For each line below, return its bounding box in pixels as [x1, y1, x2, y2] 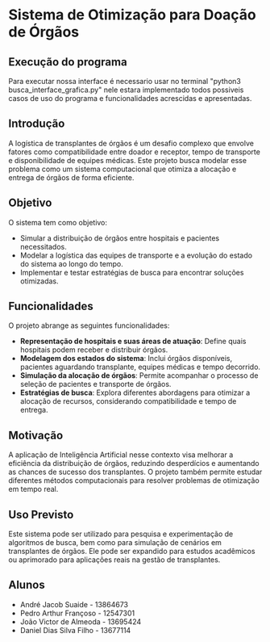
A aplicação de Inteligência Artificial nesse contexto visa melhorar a [8, 450, 234, 459]
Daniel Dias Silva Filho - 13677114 [19, 625, 131, 635]
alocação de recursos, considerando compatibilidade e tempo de [19, 397, 237, 406]
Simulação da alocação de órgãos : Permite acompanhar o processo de [19, 371, 259, 380]
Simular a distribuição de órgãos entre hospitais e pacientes [19, 233, 220, 243]
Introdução [8, 117, 65, 131]
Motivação [8, 428, 64, 442]
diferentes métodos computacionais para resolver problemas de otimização [8, 476, 260, 485]
